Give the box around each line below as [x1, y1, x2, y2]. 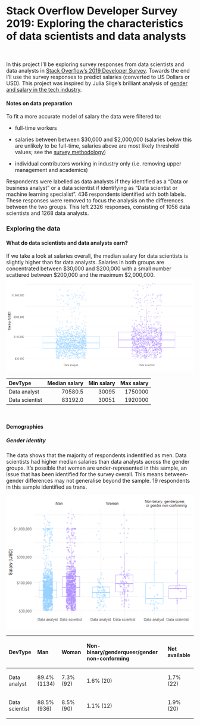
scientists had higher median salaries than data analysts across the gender [6, 458, 190, 465]
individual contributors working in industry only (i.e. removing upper [14, 160, 182, 167]
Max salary [120, 379, 149, 386]
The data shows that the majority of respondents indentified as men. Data [6, 452, 187, 459]
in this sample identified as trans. [6, 483, 87, 490]
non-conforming [86, 655, 130, 662]
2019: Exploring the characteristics [6, 17, 183, 30]
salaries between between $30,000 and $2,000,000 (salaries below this [14, 136, 192, 143]
